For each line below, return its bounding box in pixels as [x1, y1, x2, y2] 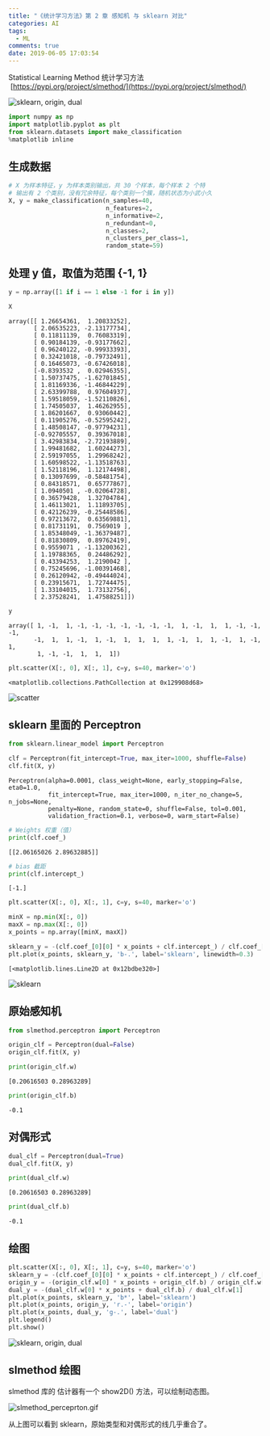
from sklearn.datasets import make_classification [8, 128, 182, 136]
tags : [8, 27, 27, 35]
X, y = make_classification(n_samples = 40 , [8, 197, 153, 205]
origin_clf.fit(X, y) [8, 1048, 81, 1056]
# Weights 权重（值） [8, 825, 75, 834]
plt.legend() [8, 1316, 52, 1325]
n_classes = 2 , [106, 227, 150, 235]
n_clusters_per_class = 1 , [106, 234, 189, 242]
